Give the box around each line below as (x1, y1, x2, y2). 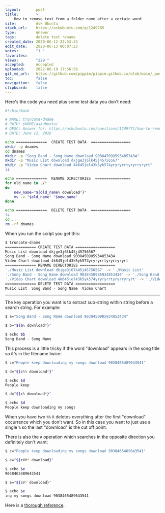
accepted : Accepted (5, 62, 54, 67)
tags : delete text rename (5, 35, 76, 40)
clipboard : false (5, 85, 48, 90)
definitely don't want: (5, 439, 48, 445)
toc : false (5, 76, 48, 81)
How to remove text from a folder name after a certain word (14, 16, 141, 21)
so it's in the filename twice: (5, 350, 62, 356)
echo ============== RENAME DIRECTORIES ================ (5, 176, 131, 181)
